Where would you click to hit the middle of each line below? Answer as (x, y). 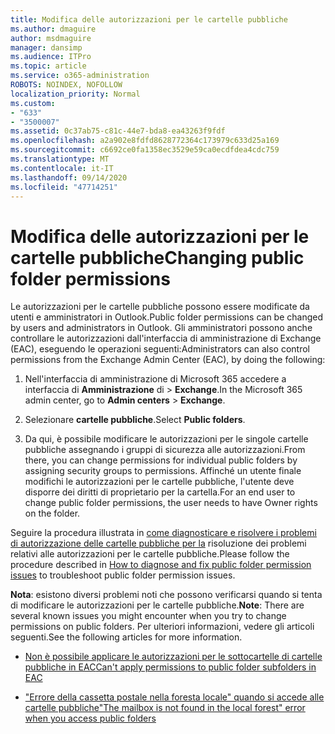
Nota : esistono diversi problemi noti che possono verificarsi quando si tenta (166, 595)
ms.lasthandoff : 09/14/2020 (69, 177)
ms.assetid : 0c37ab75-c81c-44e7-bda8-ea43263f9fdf (118, 131)
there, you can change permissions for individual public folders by (161, 460)
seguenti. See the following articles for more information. (126, 637)
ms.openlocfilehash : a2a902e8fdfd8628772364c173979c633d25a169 (145, 141)
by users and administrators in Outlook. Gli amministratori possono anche (161, 328)
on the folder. (52, 513)
